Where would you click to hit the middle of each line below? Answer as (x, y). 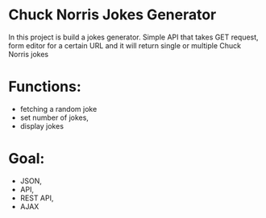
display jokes (42, 125)
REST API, (37, 198)
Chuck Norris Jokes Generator (112, 15)
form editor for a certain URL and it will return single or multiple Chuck (125, 45)
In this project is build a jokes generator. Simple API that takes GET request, (134, 37)
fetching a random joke (58, 109)
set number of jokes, (54, 117)
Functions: (45, 87)
